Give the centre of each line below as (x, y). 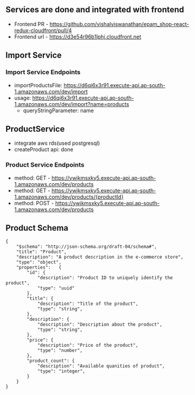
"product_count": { (51, 361)
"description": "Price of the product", (88, 345)
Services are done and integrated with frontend (95, 10)
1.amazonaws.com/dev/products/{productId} (69, 197)
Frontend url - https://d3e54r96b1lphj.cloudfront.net (78, 36)
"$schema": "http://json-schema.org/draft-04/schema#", (87, 247)
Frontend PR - (31, 24)
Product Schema (37, 228)
